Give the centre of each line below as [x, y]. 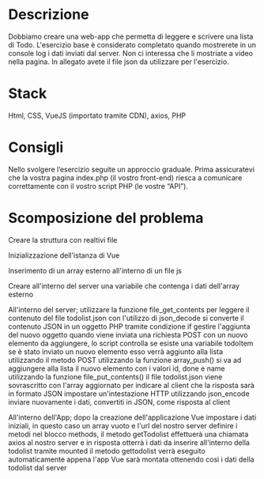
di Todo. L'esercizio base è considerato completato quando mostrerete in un [132, 44]
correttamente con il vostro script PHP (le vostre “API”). [98, 186]
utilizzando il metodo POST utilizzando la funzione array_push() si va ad [125, 360]
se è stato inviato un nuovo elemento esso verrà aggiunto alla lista [116, 351]
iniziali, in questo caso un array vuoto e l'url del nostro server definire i [123, 425]
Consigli [36, 147]
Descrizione [49, 15]
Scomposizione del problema [106, 218]
